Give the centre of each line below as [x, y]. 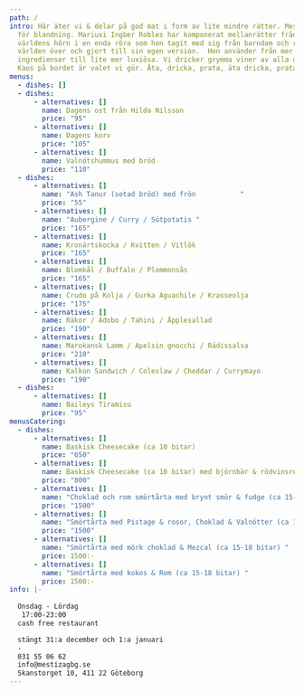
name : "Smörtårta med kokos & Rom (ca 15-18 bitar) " [145, 573]
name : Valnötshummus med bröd [99, 161]
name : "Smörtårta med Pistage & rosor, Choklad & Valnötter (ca [166, 522]
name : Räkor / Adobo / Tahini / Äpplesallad [127, 321]
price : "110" [66, 169]
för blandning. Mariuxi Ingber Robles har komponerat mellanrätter [147, 34]
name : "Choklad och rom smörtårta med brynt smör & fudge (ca [161, 497]
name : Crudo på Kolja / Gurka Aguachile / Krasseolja [145, 295]
